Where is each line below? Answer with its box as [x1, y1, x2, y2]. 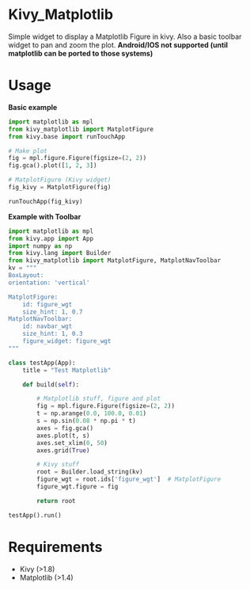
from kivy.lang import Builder [8, 249, 112, 257]
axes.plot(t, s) [36, 432, 90, 440]
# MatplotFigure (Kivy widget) [8, 176, 112, 184]
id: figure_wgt [22, 300, 73, 308]
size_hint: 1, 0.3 [22, 330, 83, 338]
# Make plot [8, 147, 47, 155]
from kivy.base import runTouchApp [8, 132, 126, 140]
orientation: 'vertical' [8, 279, 90, 287]
